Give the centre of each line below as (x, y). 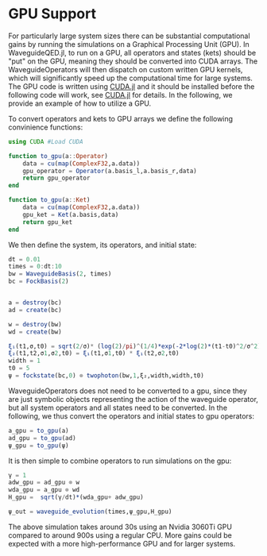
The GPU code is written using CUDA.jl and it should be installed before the (132, 86)
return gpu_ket (48, 222)
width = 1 (25, 361)
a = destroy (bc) (35, 303)
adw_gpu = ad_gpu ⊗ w (44, 483)
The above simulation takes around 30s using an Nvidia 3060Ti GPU (120, 527)
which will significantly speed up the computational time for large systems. (130, 78)
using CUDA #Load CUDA (46, 141)
